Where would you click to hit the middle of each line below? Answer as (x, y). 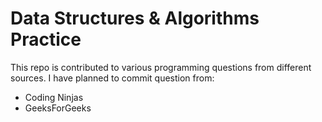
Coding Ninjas (54, 97)
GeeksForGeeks (58, 108)
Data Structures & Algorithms (135, 18)
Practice (46, 39)
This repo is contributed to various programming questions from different (161, 67)
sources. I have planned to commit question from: (112, 78)
